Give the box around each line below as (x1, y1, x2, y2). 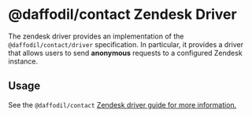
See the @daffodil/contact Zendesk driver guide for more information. (8, 100, 237, 109)
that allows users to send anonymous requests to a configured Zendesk (8, 48, 243, 57)
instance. (8, 57, 39, 66)
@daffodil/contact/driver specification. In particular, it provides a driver (8, 39, 244, 49)
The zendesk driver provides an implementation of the (8, 31, 184, 41)
